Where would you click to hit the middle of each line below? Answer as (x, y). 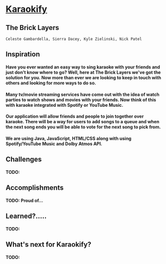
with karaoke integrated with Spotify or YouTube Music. (65, 105)
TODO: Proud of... (24, 200)
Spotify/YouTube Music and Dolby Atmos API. (54, 144)
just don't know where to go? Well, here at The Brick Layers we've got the (83, 72)
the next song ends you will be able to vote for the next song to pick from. (83, 127)
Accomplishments (35, 188)
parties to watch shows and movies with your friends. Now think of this (81, 100)
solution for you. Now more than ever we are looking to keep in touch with (83, 77)
